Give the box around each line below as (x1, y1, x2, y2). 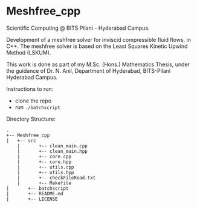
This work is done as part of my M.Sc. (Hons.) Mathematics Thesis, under (6, 61, 190, 68)
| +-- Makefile (17, 180, 71, 186)
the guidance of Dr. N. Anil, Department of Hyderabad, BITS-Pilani (6, 67, 171, 74)
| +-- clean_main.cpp (17, 143, 88, 149)
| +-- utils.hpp (17, 169, 74, 175)
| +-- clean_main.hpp (17, 148, 88, 154)
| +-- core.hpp (17, 159, 71, 165)
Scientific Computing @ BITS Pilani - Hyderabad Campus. (6, 24, 150, 32)
